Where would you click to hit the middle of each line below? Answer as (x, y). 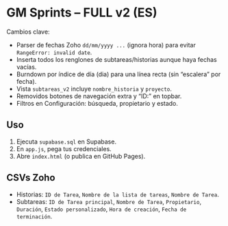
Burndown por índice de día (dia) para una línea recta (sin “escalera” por (118, 74)
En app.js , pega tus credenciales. (64, 148)
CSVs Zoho (31, 178)
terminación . (34, 216)
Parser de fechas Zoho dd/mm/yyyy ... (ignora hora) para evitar (106, 45)
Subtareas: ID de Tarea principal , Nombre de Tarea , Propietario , (109, 201)
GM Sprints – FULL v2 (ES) (82, 13)
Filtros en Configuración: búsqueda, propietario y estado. (97, 103)
